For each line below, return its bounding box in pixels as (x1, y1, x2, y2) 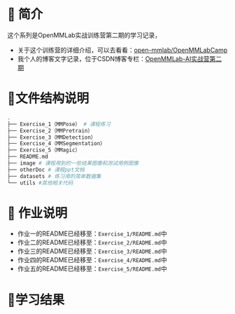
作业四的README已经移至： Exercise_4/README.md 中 (17, 256, 168, 264)
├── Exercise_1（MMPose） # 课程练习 (7, 121, 111, 128)
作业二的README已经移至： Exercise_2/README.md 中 (17, 238, 168, 247)
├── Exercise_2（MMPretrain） (7, 127, 93, 134)
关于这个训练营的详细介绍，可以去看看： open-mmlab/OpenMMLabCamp (17, 46, 228, 54)
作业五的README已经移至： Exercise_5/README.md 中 (17, 264, 168, 273)
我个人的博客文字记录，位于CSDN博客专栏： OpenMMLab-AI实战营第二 (17, 54, 222, 63)
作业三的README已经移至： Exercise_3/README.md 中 (17, 247, 168, 256)
